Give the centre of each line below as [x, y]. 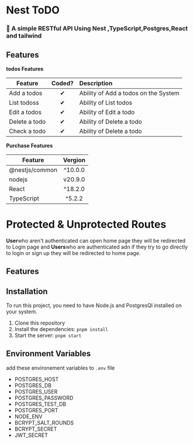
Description [96, 83]
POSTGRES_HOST [37, 379]
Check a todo [27, 131]
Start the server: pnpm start [48, 335]
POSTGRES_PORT [36, 410]
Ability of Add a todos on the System [129, 93]
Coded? [63, 83]
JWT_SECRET [31, 435]
